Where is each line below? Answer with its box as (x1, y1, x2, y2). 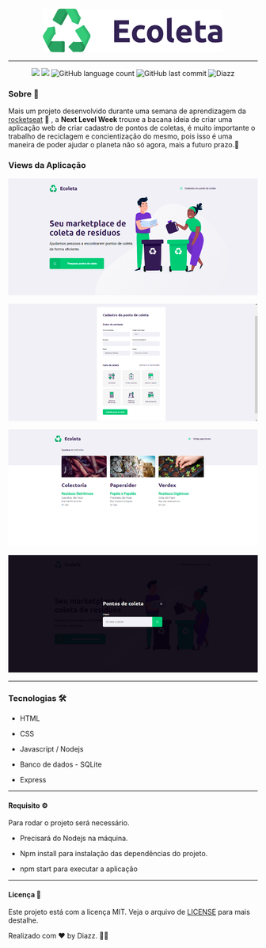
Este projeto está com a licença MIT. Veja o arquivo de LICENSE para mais (8, 908, 251, 917)
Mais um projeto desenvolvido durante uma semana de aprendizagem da (8, 106, 247, 116)
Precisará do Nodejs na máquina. (19, 833, 128, 843)
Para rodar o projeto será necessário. (8, 818, 130, 828)
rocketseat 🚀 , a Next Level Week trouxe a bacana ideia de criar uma (8, 115, 233, 124)
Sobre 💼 (8, 88, 40, 99)
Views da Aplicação (8, 160, 86, 171)
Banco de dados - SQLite (19, 760, 102, 769)
